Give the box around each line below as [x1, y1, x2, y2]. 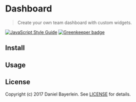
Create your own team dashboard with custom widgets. [17, 19, 132, 25]
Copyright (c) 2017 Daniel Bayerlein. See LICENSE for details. [5, 91, 131, 97]
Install [5, 43, 25, 52]
